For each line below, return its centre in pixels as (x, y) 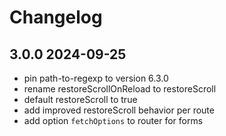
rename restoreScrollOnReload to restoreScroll (120, 89)
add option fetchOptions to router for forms (113, 120)
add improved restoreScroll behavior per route (119, 110)
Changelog (56, 17)
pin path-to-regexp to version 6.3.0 (96, 78)
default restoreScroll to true (80, 99)
